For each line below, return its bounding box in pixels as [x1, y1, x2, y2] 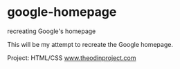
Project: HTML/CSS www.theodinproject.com [7, 53, 136, 62]
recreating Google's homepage [7, 27, 96, 35]
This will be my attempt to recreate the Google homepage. [7, 40, 173, 48]
